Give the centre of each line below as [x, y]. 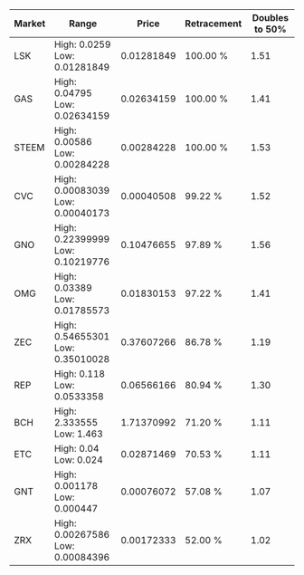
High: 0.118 [80, 374]
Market [30, 24]
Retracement [214, 24]
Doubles [271, 18]
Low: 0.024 [79, 460]
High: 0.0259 [82, 44]
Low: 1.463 [79, 434]
